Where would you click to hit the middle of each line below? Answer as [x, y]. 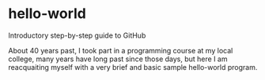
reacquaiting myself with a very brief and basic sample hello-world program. [133, 67]
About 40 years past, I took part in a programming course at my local [121, 50]
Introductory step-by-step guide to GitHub [77, 35]
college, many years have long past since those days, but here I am [118, 59]
